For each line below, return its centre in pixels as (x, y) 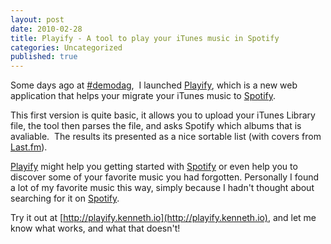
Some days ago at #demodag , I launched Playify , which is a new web (154, 85)
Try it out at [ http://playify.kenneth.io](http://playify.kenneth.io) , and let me (163, 218)
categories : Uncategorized (66, 47)
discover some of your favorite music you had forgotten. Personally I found (165, 177)
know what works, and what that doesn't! (95, 228)
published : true (44, 57)
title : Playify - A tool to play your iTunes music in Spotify (145, 38)
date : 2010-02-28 (46, 29)
